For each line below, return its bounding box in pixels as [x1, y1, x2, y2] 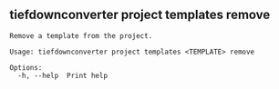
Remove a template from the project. [9, 31, 153, 40]
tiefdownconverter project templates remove [9, 7, 271, 23]
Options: [9, 63, 43, 72]
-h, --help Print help [17, 71, 108, 80]
